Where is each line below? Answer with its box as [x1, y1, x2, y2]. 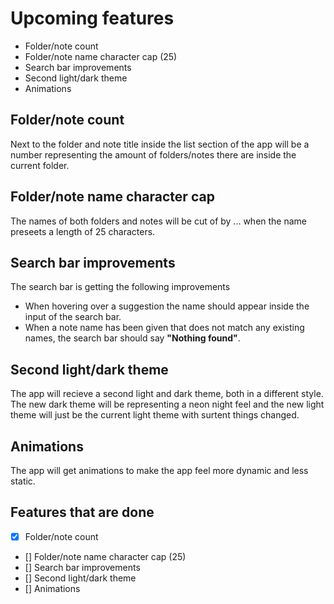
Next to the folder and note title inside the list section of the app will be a [10, 138, 310, 150]
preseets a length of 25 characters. [10, 225, 156, 237]
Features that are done [10, 504, 155, 521]
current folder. [10, 159, 70, 171]
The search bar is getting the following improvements [10, 281, 231, 293]
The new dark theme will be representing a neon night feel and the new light [10, 398, 325, 411]
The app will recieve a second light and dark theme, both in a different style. [10, 388, 324, 400]
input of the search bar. [24, 311, 122, 323]
